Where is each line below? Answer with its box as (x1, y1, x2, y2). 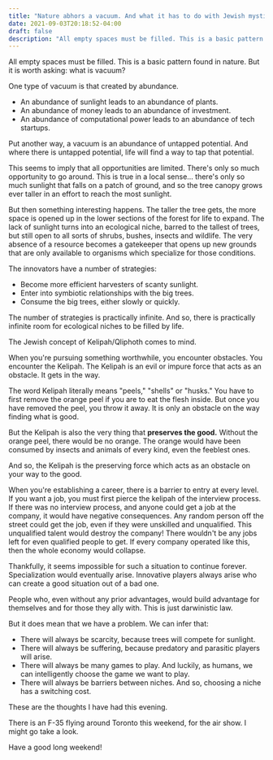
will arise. (19, 652, 53, 662)
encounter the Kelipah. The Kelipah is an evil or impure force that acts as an (8, 361, 262, 371)
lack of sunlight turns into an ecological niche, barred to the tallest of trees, (8, 222, 260, 232)
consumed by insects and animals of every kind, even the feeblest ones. (8, 445, 250, 455)
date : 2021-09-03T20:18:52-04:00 (8, 20, 122, 28)
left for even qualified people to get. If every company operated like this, (8, 537, 250, 547)
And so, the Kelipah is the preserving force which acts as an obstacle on (8, 461, 250, 470)
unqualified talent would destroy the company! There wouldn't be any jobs (8, 528, 258, 538)
